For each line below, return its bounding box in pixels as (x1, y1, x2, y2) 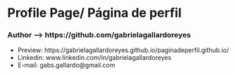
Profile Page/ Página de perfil (7, 5, 182, 21)
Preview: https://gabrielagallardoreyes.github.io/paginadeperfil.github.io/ (17, 46, 229, 54)
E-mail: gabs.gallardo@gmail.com (17, 61, 116, 70)
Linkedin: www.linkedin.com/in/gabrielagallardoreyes (17, 53, 172, 62)
